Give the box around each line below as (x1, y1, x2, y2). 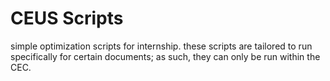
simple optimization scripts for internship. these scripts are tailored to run (10, 40, 313, 52)
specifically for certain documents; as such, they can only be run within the (10, 50, 321, 62)
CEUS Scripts (10, 7, 124, 30)
